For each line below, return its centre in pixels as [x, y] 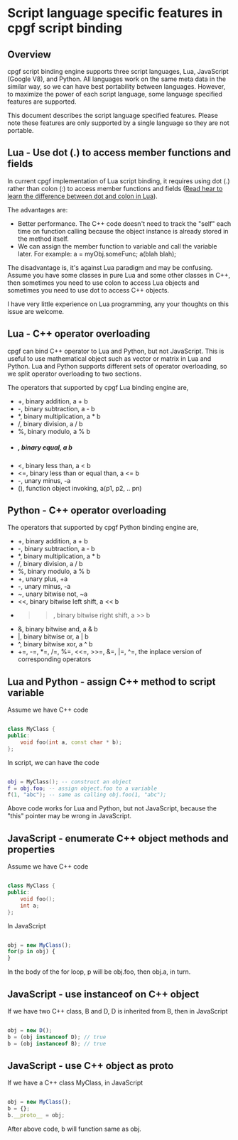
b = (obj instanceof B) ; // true [57, 1043]
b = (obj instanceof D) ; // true [57, 1037]
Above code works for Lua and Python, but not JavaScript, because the [112, 808]
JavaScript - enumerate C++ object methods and [118, 838]
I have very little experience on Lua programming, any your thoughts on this [118, 304]
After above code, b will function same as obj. [75, 1129]
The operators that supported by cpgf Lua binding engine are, [98, 387]
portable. [21, 130]
